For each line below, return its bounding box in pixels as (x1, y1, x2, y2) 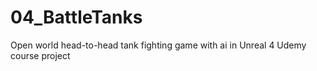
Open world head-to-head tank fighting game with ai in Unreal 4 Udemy (10, 39, 307, 51)
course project (10, 49, 71, 61)
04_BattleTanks (10, 6, 143, 29)
